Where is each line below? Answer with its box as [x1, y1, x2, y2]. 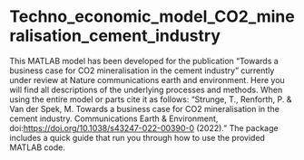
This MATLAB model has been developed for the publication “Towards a [9, 55, 279, 66]
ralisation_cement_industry [9, 25, 221, 46]
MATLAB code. [9, 142, 65, 153]
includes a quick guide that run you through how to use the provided [9, 132, 266, 143]
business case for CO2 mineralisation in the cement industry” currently [9, 65, 275, 76]
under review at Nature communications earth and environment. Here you [9, 74, 286, 85]
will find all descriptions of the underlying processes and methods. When [9, 84, 283, 95]
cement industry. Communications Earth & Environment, [9, 113, 219, 124]
